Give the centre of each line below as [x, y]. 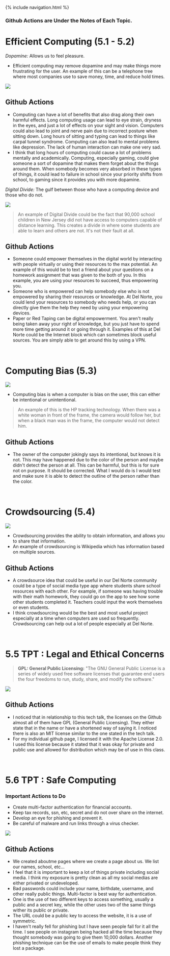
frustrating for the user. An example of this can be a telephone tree [82, 71]
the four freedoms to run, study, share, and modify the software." [86, 679]
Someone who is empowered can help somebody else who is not [81, 291]
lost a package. [29, 948]
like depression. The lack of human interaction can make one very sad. [87, 147]
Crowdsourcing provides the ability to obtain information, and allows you [89, 536]
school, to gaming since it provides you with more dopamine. [77, 179]
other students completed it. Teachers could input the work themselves [88, 602]
